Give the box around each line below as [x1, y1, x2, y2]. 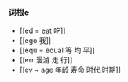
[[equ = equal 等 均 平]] [19, 45, 96, 55]
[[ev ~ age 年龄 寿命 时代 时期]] [19, 65, 122, 75]
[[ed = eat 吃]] [19, 26, 66, 36]
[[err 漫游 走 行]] [19, 55, 73, 65]
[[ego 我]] [19, 36, 52, 45]
